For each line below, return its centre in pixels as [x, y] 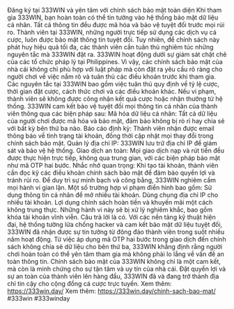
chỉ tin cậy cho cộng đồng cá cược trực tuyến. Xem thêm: [89, 284]
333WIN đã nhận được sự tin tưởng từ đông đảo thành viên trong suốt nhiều [116, 232]
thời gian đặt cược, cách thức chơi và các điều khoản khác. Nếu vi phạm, [112, 91]
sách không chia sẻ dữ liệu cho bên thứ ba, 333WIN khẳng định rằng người [115, 247]
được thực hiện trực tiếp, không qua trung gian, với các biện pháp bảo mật [114, 158]
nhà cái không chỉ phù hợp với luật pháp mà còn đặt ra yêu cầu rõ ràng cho [115, 69]
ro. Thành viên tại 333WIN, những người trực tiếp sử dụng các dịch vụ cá [112, 32]
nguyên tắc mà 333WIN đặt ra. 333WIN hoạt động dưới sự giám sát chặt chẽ [117, 54]
